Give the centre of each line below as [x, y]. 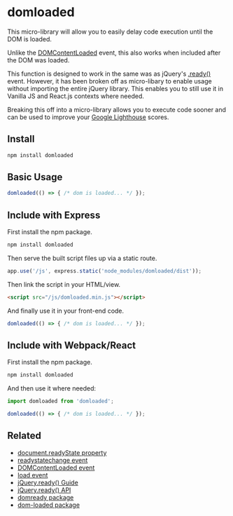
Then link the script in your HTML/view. [64, 284]
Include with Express [54, 215]
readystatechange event [52, 460]
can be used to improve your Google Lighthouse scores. [88, 117]
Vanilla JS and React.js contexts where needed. [76, 96]
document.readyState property [62, 452]
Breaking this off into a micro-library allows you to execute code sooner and [116, 109]
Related [24, 436]
